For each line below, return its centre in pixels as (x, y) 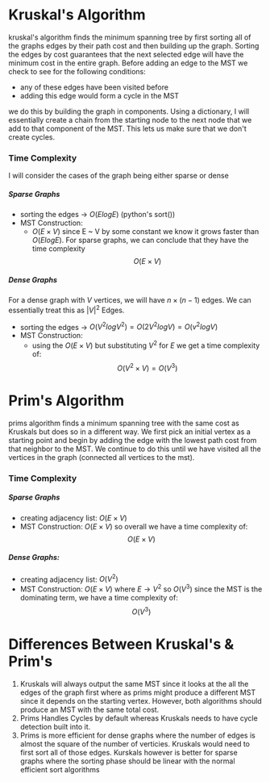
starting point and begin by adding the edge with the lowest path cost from (133, 440)
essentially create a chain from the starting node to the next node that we (130, 119)
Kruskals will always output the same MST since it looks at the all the (134, 684)
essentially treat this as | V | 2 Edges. (66, 309)
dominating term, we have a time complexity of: (99, 597)
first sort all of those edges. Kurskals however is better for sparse (129, 752)
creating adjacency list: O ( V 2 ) (69, 579)
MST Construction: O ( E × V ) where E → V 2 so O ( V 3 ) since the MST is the (141, 588)
